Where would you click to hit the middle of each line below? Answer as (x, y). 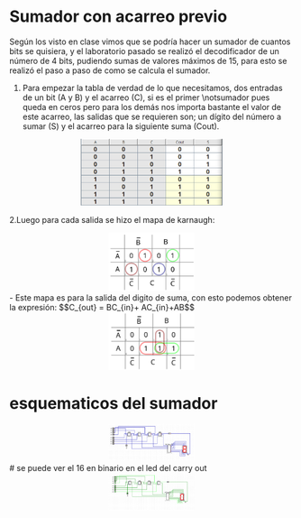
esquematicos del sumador (114, 404)
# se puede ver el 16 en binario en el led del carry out (108, 468)
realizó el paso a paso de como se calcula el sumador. (110, 70)
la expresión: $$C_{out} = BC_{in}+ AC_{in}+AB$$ (102, 308)
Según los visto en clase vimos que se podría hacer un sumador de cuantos (150, 42)
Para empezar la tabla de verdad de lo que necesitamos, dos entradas (152, 88)
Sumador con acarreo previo (119, 17)
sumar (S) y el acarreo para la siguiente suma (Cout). (121, 126)
